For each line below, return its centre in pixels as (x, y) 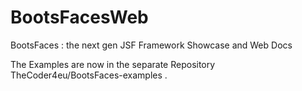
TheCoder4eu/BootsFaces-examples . (89, 75)
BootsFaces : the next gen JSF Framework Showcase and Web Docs (151, 45)
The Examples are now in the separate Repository (113, 64)
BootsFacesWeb (79, 17)
